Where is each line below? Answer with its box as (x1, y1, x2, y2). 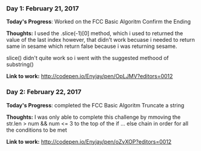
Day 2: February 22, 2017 (6, 88, 82, 96)
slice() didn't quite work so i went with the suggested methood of (6, 55, 169, 62)
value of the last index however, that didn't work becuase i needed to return (6, 36, 195, 44)
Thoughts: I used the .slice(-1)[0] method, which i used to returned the (6, 30, 183, 37)
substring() (6, 61, 35, 68)
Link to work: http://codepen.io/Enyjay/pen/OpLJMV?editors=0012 (6, 73, 173, 80)
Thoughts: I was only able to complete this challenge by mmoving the (6, 113, 181, 121)
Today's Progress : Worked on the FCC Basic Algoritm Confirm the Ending (6, 18, 191, 25)
